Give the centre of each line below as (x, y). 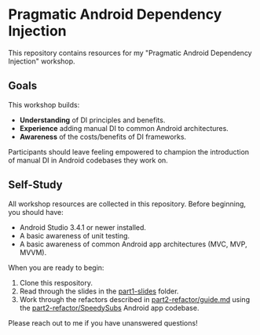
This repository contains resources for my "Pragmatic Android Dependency (130, 53)
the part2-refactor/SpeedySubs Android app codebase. (109, 308)
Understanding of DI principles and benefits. (92, 120)
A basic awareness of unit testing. (75, 235)
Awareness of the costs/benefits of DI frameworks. (103, 137)
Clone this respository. (56, 282)
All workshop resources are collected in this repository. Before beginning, (127, 204)
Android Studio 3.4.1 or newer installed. (83, 227)
